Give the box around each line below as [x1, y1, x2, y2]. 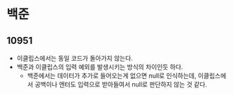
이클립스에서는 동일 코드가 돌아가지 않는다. [16, 54, 134, 62]
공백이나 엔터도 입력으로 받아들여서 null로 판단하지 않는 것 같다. [34, 80, 208, 88]
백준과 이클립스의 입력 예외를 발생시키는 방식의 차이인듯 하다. [16, 63, 183, 71]
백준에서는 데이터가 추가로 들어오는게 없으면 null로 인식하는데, [27, 71, 197, 80]
